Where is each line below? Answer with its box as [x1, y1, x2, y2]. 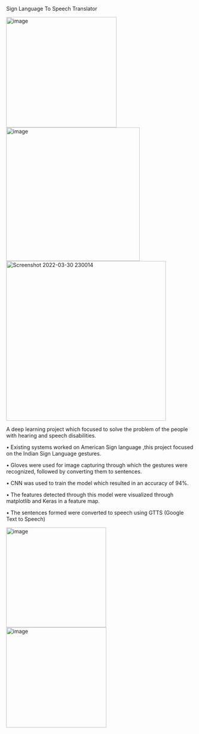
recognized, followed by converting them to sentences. [6, 468, 142, 475]
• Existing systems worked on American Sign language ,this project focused [6, 444, 194, 451]
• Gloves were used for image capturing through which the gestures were [6, 462, 188, 469]
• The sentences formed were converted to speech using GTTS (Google [6, 509, 184, 516]
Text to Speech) [6, 515, 46, 523]
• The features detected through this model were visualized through [6, 491, 174, 498]
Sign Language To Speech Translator [6, 5, 97, 12]
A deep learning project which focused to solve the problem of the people [6, 426, 188, 433]
